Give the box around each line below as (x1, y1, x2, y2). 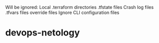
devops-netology (5, 27, 80, 38)
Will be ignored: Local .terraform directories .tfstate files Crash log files (5, 4, 154, 10)
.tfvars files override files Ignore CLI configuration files (5, 9, 119, 15)
